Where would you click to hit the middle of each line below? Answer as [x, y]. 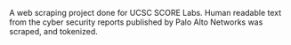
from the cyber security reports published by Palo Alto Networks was [136, 22]
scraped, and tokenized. [53, 31]
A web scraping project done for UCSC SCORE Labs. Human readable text [145, 13]
